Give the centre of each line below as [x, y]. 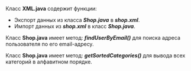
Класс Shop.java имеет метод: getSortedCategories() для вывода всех [96, 55]
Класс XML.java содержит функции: [51, 9]
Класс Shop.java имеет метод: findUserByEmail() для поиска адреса [93, 38]
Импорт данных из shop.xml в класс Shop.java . [75, 26]
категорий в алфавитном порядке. [49, 62]
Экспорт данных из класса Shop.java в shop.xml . [77, 20]
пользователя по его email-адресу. [50, 44]
